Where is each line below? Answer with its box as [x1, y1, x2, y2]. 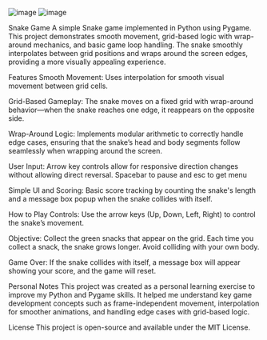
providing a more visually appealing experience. [8, 57, 166, 66]
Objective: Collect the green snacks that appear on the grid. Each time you [8, 234, 254, 243]
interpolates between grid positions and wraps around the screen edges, [8, 49, 249, 58]
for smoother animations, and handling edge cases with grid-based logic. [8, 307, 250, 316]
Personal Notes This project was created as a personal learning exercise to [8, 282, 256, 291]
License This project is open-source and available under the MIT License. [8, 322, 250, 332]
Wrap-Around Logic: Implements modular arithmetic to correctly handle [8, 129, 244, 138]
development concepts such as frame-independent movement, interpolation [8, 298, 260, 308]
